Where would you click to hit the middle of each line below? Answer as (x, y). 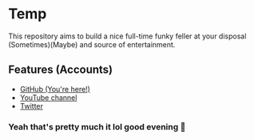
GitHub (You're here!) (55, 89)
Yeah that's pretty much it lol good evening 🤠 (97, 126)
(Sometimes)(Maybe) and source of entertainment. (92, 44)
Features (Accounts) (61, 70)
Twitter (32, 106)
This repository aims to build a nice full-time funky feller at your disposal (127, 36)
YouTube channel (48, 98)
